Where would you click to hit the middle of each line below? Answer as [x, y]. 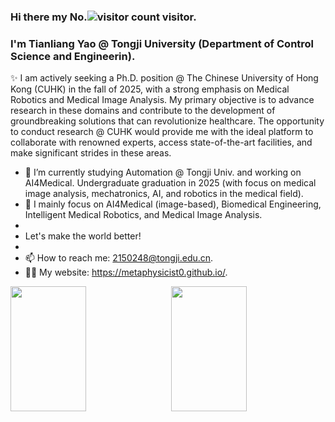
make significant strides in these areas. [91, 153]
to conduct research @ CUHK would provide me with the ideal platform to [162, 132]
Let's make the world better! [83, 236]
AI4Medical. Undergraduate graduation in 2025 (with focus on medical [170, 183]
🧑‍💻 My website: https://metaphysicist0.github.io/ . [126, 272]
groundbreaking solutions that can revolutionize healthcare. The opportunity [167, 121]
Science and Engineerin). [73, 56]
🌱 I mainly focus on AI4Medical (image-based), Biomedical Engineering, [173, 204]
